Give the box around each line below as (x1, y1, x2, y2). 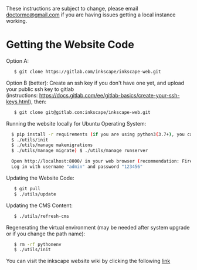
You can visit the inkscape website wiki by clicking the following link (6, 258, 171, 265)
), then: (29, 98, 47, 105)
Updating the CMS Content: (6, 202, 73, 209)
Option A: (6, 57, 29, 64)
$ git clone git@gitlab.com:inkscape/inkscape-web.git (13, 109, 151, 115)
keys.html (6, 98, 30, 105)
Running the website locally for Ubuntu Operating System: (6, 120, 147, 127)
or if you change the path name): (6, 230, 86, 237)
